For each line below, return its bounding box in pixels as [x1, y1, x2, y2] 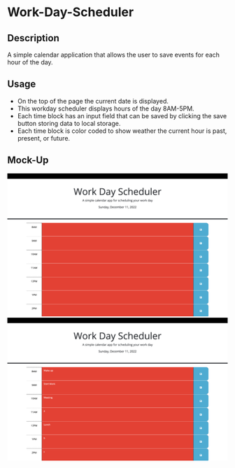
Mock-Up [7, 155, 49, 166]
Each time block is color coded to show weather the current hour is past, [17, 127, 227, 135]
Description [7, 32, 59, 44]
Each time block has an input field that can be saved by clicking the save [17, 111, 227, 120]
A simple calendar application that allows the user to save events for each [7, 50, 220, 59]
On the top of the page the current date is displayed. [17, 97, 169, 105]
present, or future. [17, 134, 71, 142]
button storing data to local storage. [17, 119, 121, 127]
